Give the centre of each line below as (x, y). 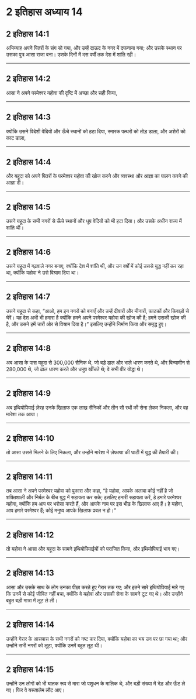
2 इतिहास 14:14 (30, 625)
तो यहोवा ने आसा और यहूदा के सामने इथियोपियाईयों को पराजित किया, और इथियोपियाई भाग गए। (93, 549)
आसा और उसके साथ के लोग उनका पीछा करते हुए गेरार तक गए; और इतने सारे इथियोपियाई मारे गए (95, 587)
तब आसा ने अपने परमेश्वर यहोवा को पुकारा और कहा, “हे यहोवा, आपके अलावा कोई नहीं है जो (90, 491)
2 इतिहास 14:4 (29, 162)
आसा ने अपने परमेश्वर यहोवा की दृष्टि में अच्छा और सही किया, (62, 92)
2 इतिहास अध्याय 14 (44, 12)
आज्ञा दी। (15, 183)
